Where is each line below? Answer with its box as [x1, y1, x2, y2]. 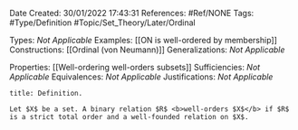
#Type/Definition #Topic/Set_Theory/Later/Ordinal [9, 17, 197, 28]
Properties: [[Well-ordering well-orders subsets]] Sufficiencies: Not [9, 62, 261, 72]
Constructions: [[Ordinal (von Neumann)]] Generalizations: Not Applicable [9, 44, 285, 55]
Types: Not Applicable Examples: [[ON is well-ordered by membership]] [9, 35, 278, 45]
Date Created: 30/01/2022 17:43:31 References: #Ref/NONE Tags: [9, 8, 255, 18]
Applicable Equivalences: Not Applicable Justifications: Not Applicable [9, 71, 274, 82]
